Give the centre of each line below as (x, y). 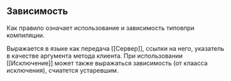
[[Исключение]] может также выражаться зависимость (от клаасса (107, 63)
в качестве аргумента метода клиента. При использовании (94, 56)
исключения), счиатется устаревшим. (63, 70)
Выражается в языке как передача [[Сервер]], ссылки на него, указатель (115, 48)
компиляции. (26, 35)
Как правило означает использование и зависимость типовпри (101, 27)
